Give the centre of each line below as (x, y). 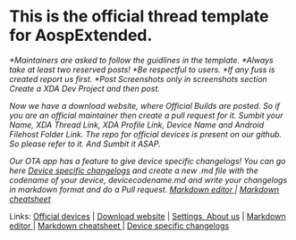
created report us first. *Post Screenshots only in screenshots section (139, 79)
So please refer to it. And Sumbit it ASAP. (85, 144)
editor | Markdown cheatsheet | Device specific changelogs (119, 226)
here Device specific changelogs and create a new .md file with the (134, 170)
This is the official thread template (139, 17)
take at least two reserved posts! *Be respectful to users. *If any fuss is (142, 70)
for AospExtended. (81, 35)
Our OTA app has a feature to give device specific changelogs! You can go (148, 161)
